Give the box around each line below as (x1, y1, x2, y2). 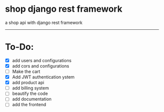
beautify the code (12, 90, 48, 96)
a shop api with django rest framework (5, 20, 83, 25)
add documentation (12, 96, 52, 102)
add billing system (12, 85, 49, 91)
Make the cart (12, 68, 41, 74)
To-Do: (5, 42, 34, 52)
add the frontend (12, 102, 46, 108)
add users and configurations (12, 57, 72, 63)
